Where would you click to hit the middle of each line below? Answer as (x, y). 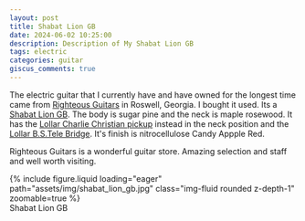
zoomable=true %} (45, 198)
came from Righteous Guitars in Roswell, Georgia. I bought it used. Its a (143, 104)
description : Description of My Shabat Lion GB (102, 43)
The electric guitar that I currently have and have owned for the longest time (153, 95)
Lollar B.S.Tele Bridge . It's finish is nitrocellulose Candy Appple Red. (137, 133)
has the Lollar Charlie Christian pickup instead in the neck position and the (149, 123)
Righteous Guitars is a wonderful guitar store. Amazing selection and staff (148, 151)
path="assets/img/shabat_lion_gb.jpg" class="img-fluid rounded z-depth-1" (152, 188)
